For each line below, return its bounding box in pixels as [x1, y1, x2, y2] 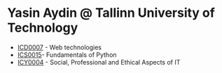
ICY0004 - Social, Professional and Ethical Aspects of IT [17, 58, 181, 66]
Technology [7, 20, 78, 36]
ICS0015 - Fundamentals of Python [17, 51, 117, 59]
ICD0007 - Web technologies [17, 43, 102, 51]
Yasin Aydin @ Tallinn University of [7, 5, 215, 21]
